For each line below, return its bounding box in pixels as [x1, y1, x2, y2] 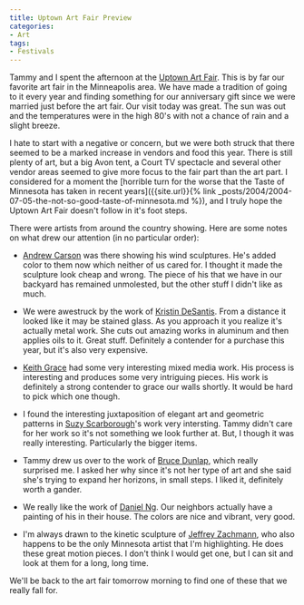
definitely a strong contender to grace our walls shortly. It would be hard [22, 382, 293, 393]
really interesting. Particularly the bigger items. [22, 437, 198, 449]
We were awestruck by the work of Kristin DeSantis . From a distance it [22, 306, 287, 317]
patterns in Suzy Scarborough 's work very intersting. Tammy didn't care [22, 418, 293, 429]
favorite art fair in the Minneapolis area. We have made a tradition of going [9, 82, 288, 93]
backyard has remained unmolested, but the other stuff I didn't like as [22, 278, 283, 290]
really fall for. [9, 585, 58, 596]
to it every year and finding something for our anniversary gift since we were [9, 92, 296, 102]
